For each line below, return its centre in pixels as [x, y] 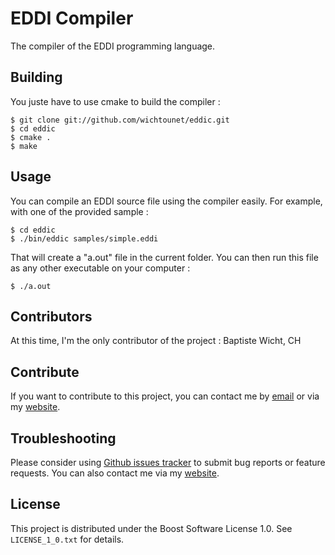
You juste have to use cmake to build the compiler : [115, 101]
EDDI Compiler [72, 18]
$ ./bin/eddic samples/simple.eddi [84, 238]
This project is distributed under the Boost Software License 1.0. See [151, 528]
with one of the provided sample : [79, 211]
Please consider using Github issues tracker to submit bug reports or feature [168, 462]
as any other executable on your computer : [100, 268]
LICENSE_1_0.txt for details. [67, 539]
